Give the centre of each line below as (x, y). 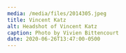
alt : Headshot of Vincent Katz (52, 26)
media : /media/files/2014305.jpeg (57, 13)
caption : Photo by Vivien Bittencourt (63, 33)
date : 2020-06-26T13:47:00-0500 (54, 39)
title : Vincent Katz (37, 20)
